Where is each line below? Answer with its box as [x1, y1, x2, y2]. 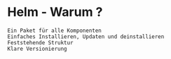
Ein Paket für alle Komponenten [7, 27, 102, 34]
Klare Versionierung [7, 45, 68, 52]
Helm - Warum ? [7, 4, 103, 20]
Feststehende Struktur [7, 39, 74, 46]
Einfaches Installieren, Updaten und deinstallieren [7, 33, 165, 40]
